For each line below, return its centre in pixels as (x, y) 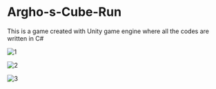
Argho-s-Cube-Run (65, 12)
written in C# (26, 38)
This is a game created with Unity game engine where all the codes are (108, 31)
